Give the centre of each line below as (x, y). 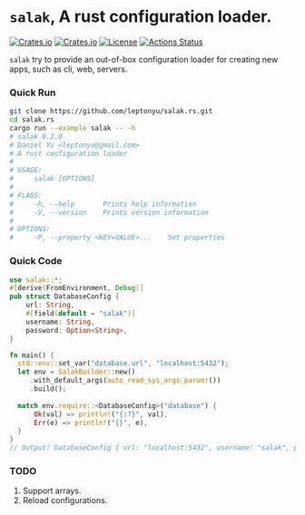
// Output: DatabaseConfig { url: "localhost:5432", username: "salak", (150, 448)
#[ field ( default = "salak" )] (81, 314)
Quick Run (33, 92)
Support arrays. (52, 491)
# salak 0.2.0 (36, 136)
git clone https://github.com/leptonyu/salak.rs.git (111, 112)
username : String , (60, 322)
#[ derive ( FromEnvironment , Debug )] (77, 288)
